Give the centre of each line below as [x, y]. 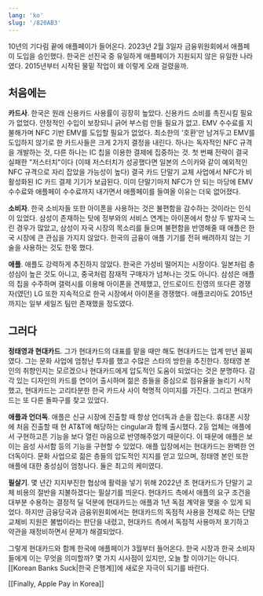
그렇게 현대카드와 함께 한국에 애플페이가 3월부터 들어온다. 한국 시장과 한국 [121, 548]
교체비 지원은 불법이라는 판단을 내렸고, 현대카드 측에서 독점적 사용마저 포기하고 [129, 522]
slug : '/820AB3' [35, 23]
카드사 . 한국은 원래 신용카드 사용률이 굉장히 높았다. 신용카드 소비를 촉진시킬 [123, 113]
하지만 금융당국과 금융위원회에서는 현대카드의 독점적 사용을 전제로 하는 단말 [140, 512]
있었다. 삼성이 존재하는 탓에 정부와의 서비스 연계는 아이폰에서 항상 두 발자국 [131, 218]
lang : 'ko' [26, 15]
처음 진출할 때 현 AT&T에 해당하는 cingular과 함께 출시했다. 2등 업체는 [123, 427]
